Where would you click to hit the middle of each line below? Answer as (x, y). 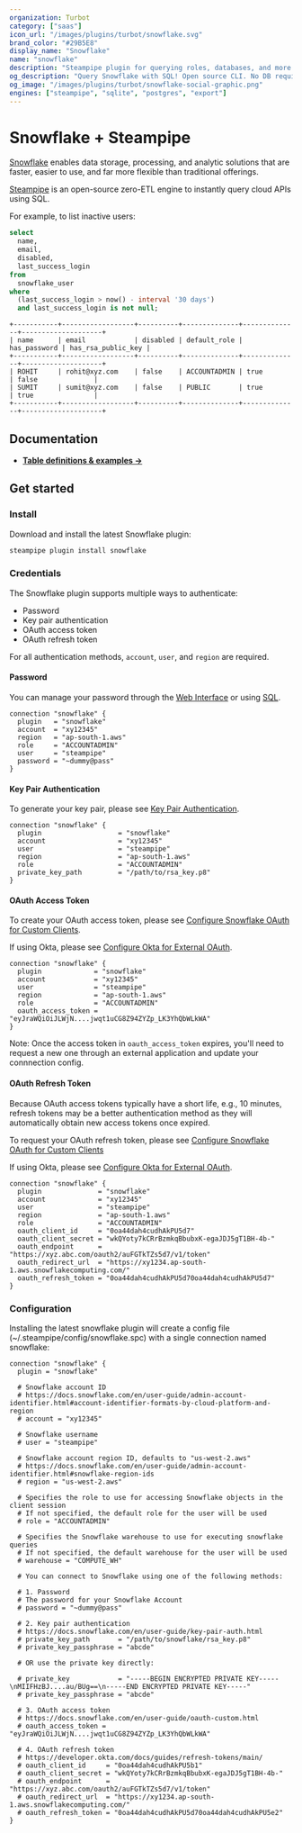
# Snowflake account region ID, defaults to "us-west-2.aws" (134, 1458)
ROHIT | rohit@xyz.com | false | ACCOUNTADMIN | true (140, 372)
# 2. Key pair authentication (74, 1623)
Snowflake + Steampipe (100, 137)
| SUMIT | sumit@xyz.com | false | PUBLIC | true (136, 388)
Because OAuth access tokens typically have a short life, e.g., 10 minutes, (146, 1103)
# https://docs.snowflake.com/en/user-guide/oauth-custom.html (138, 1718)
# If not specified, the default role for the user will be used (142, 1513)
